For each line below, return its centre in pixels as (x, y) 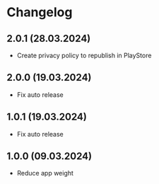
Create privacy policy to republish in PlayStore (84, 55)
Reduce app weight (45, 173)
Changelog (40, 12)
